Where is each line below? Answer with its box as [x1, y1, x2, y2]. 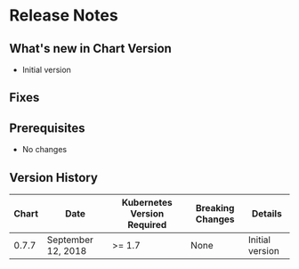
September [46, 233, 93, 246]
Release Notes [9, 5, 118, 26]
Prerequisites [9, 120, 85, 135]
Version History [9, 170, 98, 185]
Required [127, 219, 167, 232]
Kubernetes [121, 197, 174, 209]
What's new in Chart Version [9, 41, 172, 56]
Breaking [195, 202, 235, 215]
